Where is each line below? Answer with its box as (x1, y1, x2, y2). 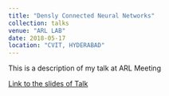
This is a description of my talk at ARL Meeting (8, 63, 162, 73)
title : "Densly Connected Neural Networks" (8, 11, 155, 20)
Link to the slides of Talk (8, 79, 88, 89)
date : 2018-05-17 (8, 34, 66, 42)
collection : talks (8, 19, 69, 27)
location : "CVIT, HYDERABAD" (8, 42, 105, 50)
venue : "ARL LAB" (8, 26, 66, 34)
